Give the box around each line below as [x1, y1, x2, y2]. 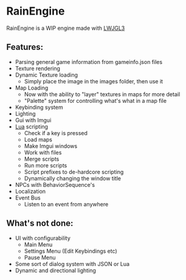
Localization [15, 187, 46, 195]
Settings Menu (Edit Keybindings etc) [24, 247, 117, 254]
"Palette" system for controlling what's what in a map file [24, 97, 167, 104]
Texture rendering [15, 65, 61, 72]
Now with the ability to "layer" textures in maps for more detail [24, 90, 181, 98]
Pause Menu [24, 254, 56, 261]
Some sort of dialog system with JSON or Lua [15, 260, 129, 267]
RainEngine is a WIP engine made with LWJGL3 [6, 24, 125, 32]
